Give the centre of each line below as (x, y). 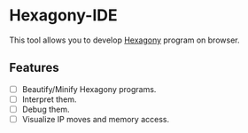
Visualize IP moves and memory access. (96, 119)
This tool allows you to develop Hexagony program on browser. (124, 40)
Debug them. (46, 109)
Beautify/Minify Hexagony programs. (89, 89)
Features (34, 68)
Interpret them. (49, 99)
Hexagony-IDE (63, 16)
